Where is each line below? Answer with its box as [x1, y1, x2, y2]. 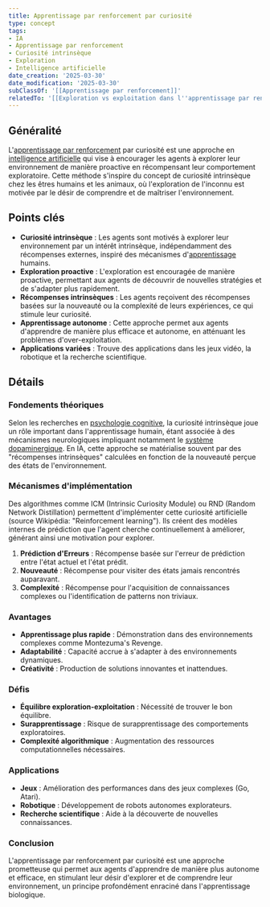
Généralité [8, 124, 62, 137]
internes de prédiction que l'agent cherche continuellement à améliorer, [8, 524, 245, 534]
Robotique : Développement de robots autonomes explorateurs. [19, 800, 232, 810]
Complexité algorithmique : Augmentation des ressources [19, 737, 215, 746]
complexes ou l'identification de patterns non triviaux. [19, 591, 198, 601]
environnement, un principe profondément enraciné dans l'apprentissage [8, 881, 251, 891]
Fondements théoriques [8, 400, 104, 411]
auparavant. [19, 574, 60, 584]
